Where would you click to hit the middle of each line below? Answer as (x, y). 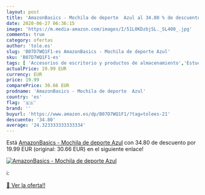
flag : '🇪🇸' (21, 102)
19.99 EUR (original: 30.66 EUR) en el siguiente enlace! (75, 149)
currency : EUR (24, 74)
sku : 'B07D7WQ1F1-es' (34, 57)
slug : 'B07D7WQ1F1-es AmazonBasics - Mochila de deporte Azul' (88, 52)
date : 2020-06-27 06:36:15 (41, 23)
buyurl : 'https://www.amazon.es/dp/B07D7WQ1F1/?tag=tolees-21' (88, 114)
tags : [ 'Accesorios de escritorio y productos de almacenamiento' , (95, 63)
